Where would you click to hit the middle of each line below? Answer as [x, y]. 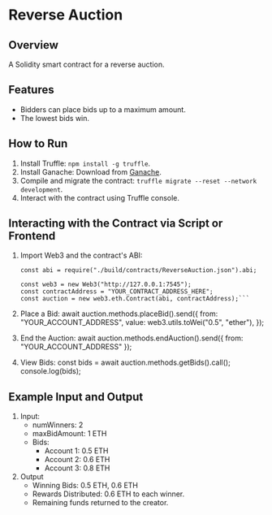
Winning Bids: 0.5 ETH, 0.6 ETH [85, 486]
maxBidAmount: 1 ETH [69, 434]
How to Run [38, 144]
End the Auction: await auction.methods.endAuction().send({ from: [132, 338]
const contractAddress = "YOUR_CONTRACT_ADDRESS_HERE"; [117, 292]
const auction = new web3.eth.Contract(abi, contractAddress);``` [135, 299]
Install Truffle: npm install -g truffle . [85, 163]
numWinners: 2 [58, 425]
